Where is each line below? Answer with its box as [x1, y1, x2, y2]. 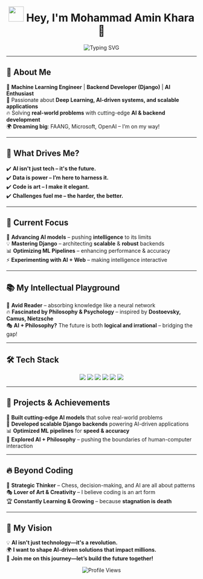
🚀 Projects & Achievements [6, 398, 111, 408]
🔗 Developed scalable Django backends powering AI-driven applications [6, 420, 189, 427]
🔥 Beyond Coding [6, 466, 74, 476]
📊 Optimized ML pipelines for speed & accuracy [6, 427, 130, 434]
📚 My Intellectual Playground [6, 283, 120, 293]
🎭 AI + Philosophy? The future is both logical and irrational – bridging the [6, 322, 193, 329]
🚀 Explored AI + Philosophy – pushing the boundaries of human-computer [6, 435, 192, 443]
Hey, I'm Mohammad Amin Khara [26, 11, 195, 25]
